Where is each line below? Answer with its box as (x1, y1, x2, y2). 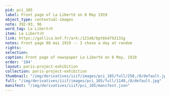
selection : (5, 50, 28, 55)
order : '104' (5, 59, 33, 65)
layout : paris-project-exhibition (5, 64, 78, 69)
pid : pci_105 (5, 7, 33, 13)
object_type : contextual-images (5, 17, 73, 22)
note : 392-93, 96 (5, 21, 42, 27)
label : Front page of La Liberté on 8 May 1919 (5, 12, 108, 17)
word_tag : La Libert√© (5, 26, 53, 31)
